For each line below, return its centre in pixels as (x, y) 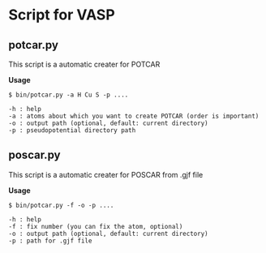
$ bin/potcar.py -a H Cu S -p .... (69, 95)
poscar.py (34, 155)
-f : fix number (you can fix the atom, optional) (96, 226)
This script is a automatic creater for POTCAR (84, 64)
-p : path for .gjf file (50, 241)
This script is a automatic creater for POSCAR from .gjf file (106, 174)
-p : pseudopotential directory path (72, 131)
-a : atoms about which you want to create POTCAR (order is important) (134, 116)
